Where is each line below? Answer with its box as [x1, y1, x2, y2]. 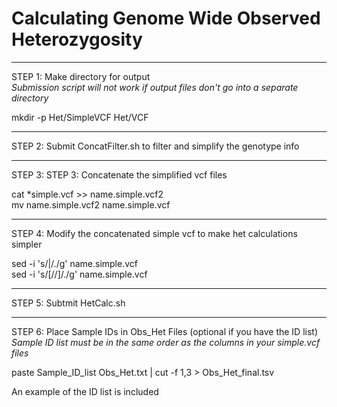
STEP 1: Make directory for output [11, 70, 151, 82]
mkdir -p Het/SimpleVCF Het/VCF [11, 111, 149, 123]
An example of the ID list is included [11, 385, 159, 397]
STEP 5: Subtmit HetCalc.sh [11, 297, 126, 309]
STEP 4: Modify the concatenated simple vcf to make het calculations [11, 227, 298, 239]
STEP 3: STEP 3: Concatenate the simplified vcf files [11, 168, 228, 181]
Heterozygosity [11, 28, 143, 51]
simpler [11, 238, 43, 250]
